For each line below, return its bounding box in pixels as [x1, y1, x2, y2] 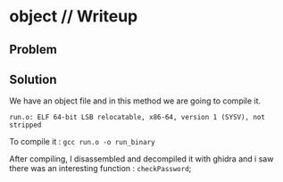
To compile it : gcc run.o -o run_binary [9, 136, 155, 147]
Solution [9, 71, 57, 87]
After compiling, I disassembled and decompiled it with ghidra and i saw [9, 153, 274, 164]
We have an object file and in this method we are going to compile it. [9, 95, 262, 106]
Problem [9, 42, 58, 57]
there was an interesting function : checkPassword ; [9, 163, 192, 174]
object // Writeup [9, 6, 138, 27]
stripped [9, 120, 42, 130]
